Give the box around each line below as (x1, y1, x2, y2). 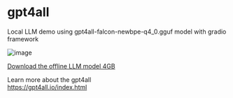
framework (7, 34, 39, 43)
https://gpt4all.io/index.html (7, 83, 87, 91)
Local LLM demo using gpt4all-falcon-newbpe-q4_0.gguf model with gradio (7, 27, 227, 36)
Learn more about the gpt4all (7, 75, 92, 84)
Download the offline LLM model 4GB (7, 62, 115, 70)
